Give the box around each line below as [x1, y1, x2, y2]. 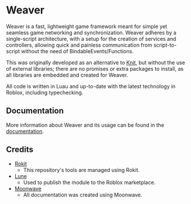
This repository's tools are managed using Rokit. [23, 166, 140, 173]
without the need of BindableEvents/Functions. [21, 47, 134, 54]
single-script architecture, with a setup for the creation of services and [6, 35, 176, 42]
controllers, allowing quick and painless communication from [6, 42, 152, 49]
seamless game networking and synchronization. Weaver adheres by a [6, 29, 177, 36]
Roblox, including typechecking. [6, 89, 84, 96]
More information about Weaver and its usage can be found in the [6, 121, 165, 129]
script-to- [153, 42, 177, 49]
